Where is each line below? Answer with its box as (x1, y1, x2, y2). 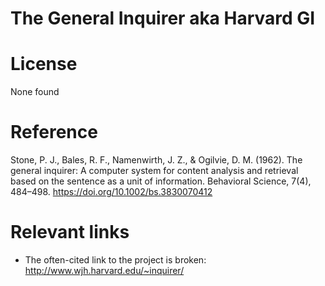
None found (10, 86, 60, 98)
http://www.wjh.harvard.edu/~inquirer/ (24, 265, 185, 276)
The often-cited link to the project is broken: (24, 254, 207, 266)
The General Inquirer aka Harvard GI (10, 7, 316, 30)
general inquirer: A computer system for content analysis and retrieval (10, 165, 299, 177)
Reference (10, 121, 98, 144)
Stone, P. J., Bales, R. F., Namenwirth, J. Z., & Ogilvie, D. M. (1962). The (10, 154, 303, 166)
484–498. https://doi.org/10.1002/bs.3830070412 (10, 186, 213, 198)
